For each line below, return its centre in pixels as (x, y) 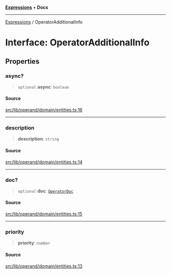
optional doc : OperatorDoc (46, 191)
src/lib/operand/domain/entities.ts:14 (44, 162)
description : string (38, 139)
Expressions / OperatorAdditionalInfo (44, 22)
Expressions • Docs (27, 7)
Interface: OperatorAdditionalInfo (77, 43)
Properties (22, 61)
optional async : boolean (44, 87)
